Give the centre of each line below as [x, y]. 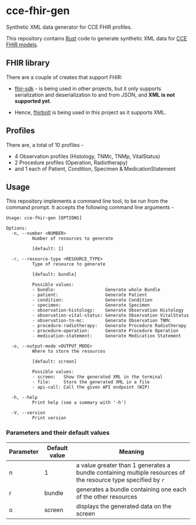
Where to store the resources [69, 352]
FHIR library [28, 63]
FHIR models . [22, 45]
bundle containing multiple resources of [131, 472]
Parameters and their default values [58, 433]
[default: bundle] [54, 275]
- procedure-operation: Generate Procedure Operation [105, 331]
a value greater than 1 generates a [123, 465]
